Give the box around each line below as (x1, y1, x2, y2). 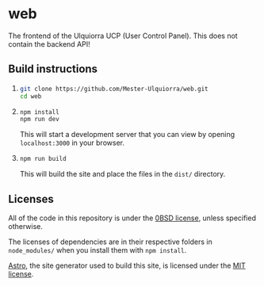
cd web (19, 92, 42, 100)
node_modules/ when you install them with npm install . (8, 245, 187, 254)
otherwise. (8, 221, 44, 231)
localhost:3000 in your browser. (19, 138, 125, 147)
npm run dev (19, 116, 59, 124)
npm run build (19, 155, 67, 163)
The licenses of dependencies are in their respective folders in (8, 237, 212, 246)
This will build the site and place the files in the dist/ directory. (19, 170, 226, 179)
